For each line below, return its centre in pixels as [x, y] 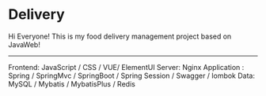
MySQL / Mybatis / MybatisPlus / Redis [72, 83]
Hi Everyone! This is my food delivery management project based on [120, 36]
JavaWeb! [25, 44]
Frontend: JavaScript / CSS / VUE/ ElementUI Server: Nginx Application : [126, 67]
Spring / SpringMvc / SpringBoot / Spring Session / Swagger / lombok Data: [132, 76]
